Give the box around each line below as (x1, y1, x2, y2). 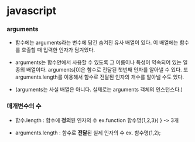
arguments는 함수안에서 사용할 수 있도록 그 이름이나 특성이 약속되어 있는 (15, 59, 182, 66)
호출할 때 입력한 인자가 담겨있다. (21, 46, 95, 53)
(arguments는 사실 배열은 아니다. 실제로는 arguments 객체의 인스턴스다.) (15, 86, 183, 93)
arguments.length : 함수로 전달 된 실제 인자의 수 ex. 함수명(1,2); (15, 129, 161, 136)
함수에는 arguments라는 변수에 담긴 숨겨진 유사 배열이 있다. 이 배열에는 (15, 39, 179, 46)
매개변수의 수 (6, 102, 42, 110)
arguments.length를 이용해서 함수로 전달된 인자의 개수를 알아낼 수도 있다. (15, 73, 184, 80)
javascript (6, 4, 57, 18)
